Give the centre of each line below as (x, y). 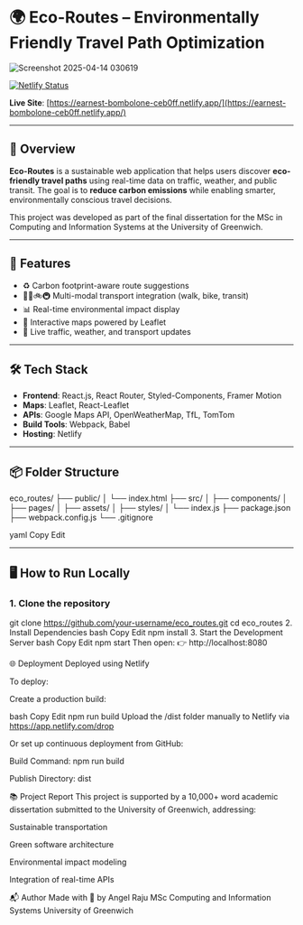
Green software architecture (62, 844)
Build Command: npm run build (67, 761)
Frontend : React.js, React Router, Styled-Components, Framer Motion (152, 396)
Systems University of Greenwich (71, 910)
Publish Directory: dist (50, 778)
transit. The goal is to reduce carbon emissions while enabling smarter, (143, 190)
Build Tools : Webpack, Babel (76, 424)
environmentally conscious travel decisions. (91, 199)
